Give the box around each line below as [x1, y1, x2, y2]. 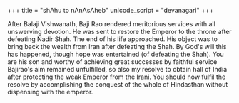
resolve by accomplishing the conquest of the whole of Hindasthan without [7, 80, 228, 88]
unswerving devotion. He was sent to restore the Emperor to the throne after [7, 28, 232, 36]
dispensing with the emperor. [7, 88, 93, 96]
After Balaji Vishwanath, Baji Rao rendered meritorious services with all [7, 20, 215, 28]
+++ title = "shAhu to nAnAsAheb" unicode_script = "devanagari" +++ [7, 6, 214, 14]
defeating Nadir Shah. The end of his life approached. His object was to [7, 35, 218, 43]
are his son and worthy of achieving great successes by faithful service [7, 58, 218, 66]
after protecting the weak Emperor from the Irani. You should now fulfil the [7, 72, 226, 81]
